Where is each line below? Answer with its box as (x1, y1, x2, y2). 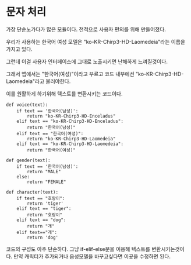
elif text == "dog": (16, 217, 66, 223)
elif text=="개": (16, 229, 57, 235)
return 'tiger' (27, 200, 64, 207)
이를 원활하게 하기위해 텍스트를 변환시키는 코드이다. (6, 90, 123, 97)
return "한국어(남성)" (27, 124, 76, 130)
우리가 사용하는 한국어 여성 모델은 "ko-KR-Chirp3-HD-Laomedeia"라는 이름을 (6, 38, 185, 45)
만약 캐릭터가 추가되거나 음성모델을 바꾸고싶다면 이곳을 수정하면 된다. (13, 253, 171, 260)
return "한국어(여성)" (27, 147, 76, 153)
